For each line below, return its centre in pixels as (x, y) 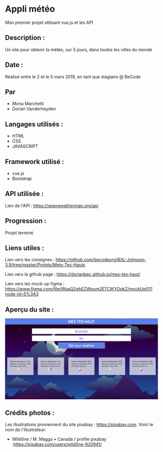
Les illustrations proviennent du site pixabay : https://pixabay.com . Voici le (79, 425)
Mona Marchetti (28, 104)
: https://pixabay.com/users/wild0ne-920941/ (57, 444)
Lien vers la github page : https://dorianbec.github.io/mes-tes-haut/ (73, 275)
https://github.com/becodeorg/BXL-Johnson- (101, 260)
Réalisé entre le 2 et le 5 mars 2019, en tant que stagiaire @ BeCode (73, 77)
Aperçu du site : (30, 309)
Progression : (26, 221)
